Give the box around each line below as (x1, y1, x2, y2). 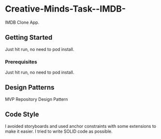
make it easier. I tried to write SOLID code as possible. (5, 128, 113, 134)
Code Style (5, 110, 39, 119)
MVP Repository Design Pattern (5, 96, 68, 102)
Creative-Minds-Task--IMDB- (5, 3, 126, 15)
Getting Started (5, 33, 53, 42)
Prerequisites (5, 58, 37, 65)
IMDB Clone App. (5, 19, 40, 25)
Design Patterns (5, 83, 55, 92)
